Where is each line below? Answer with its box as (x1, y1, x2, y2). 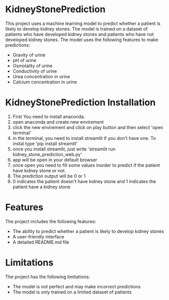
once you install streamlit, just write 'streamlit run (12, 146, 116, 152)
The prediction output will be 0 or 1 (12, 173, 86, 179)
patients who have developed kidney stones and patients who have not (5, 31, 154, 37)
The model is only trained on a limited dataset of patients (12, 289, 132, 295)
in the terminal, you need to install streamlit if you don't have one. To (12, 135, 156, 141)
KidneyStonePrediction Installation (5, 97, 156, 108)
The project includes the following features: (5, 218, 96, 224)
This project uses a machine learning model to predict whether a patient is (5, 20, 161, 26)
